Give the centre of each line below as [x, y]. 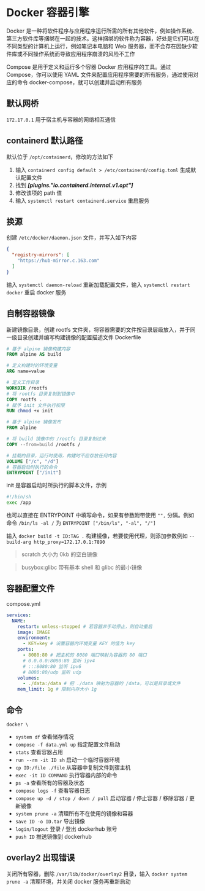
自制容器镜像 [31, 314]
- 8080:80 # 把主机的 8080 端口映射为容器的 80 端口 [84, 655]
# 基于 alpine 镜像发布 [34, 422]
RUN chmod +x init [30, 411]
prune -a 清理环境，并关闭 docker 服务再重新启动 [69, 881]
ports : [26, 650]
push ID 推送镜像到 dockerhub [53, 836]
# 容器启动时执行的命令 [32, 467]
